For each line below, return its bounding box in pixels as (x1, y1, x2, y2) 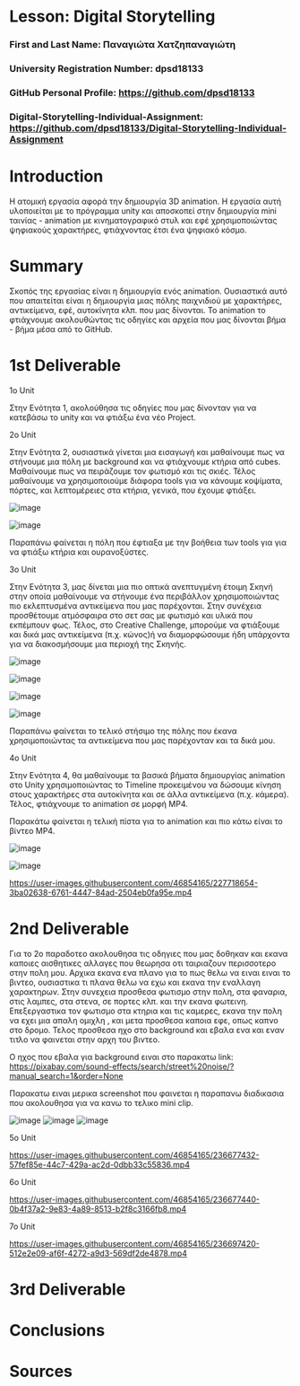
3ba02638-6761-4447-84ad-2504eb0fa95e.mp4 (9, 887, 193, 898)
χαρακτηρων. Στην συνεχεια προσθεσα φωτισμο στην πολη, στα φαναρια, (9, 986, 288, 997)
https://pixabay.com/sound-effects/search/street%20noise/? (9, 1061, 235, 1072)
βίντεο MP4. (9, 825, 56, 836)
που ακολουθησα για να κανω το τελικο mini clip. (9, 1097, 194, 1108)
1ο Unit (9, 384, 35, 396)
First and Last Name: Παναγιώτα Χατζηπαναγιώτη (9, 39, 236, 51)
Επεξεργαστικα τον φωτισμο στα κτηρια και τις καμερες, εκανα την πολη (9, 1005, 282, 1016)
